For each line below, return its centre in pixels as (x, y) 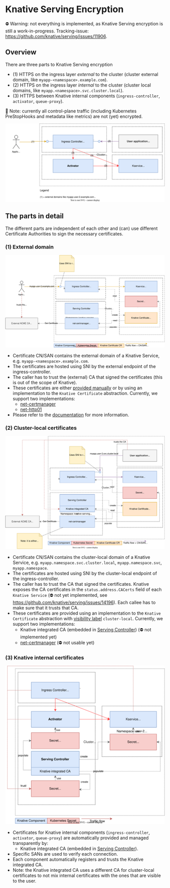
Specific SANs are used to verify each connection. (65, 854)
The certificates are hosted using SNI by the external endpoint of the (84, 366)
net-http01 (31, 409)
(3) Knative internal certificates (45, 658)
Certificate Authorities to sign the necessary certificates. (64, 233)
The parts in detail (35, 216)
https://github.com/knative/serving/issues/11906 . (56, 36)
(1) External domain (30, 247)
